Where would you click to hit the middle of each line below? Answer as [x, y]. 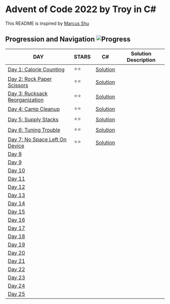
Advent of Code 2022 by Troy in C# [81, 9]
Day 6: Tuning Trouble [34, 130]
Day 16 [16, 220]
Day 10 [16, 170]
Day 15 [16, 211]
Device [16, 145]
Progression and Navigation [50, 39]
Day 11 [16, 178]
